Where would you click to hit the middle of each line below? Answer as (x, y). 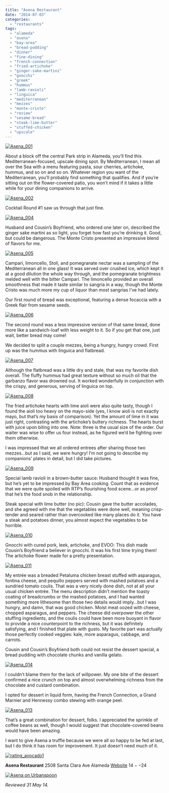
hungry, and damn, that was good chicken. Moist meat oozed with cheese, (83, 608)
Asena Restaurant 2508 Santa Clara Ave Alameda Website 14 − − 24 (76, 765)
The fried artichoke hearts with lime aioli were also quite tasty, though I (79, 406)
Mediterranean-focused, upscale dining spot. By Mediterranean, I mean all (83, 162)
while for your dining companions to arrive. (50, 188)
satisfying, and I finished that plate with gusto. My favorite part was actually (84, 629)
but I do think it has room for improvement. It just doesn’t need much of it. (82, 746)
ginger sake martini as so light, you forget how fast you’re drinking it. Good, (83, 233)
